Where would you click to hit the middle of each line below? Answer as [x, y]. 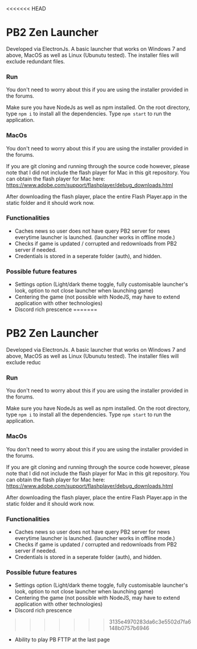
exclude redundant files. [35, 61]
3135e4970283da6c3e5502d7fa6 [150, 622]
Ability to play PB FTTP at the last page [62, 640]
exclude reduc [24, 362]
